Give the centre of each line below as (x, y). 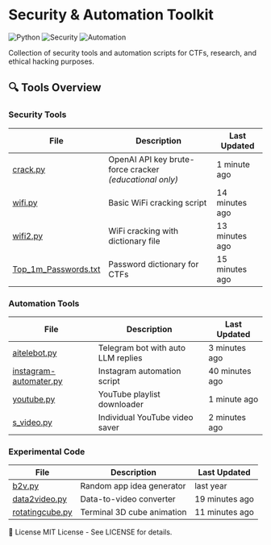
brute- (182, 159)
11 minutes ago (224, 512)
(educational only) (144, 179)
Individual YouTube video (146, 417)
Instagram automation (140, 371)
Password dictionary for (154, 264)
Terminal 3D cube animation (133, 512)
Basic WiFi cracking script (158, 202)
